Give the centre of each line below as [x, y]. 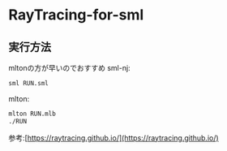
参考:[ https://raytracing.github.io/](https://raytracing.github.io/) [113, 138]
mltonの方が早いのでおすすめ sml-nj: [70, 68]
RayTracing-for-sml [76, 15]
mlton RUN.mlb [32, 114]
